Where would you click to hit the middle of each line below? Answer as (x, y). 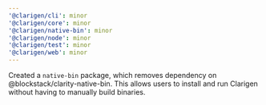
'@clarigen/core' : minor (50, 23)
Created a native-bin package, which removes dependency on (113, 75)
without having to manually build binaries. (77, 92)
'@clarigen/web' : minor (48, 52)
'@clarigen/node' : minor (50, 38)
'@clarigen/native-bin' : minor (60, 30)
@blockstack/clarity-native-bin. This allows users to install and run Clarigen (133, 84)
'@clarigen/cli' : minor (48, 16)
